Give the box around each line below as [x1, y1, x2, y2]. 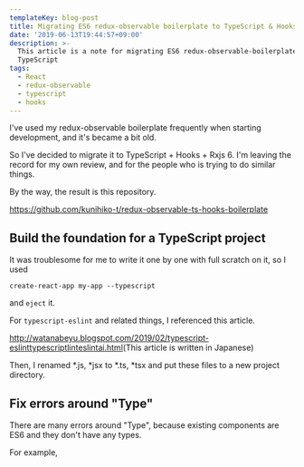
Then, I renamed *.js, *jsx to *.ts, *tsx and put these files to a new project [9, 360, 280, 371]
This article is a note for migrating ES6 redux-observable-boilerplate [17, 47, 298, 56]
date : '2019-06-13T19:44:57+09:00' [9, 30, 144, 39]
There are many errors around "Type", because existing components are [9, 420, 280, 431]
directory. [9, 369, 45, 381]
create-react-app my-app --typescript [9, 282, 156, 291]
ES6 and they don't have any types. [9, 430, 142, 440]
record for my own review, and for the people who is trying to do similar [9, 160, 276, 170]
